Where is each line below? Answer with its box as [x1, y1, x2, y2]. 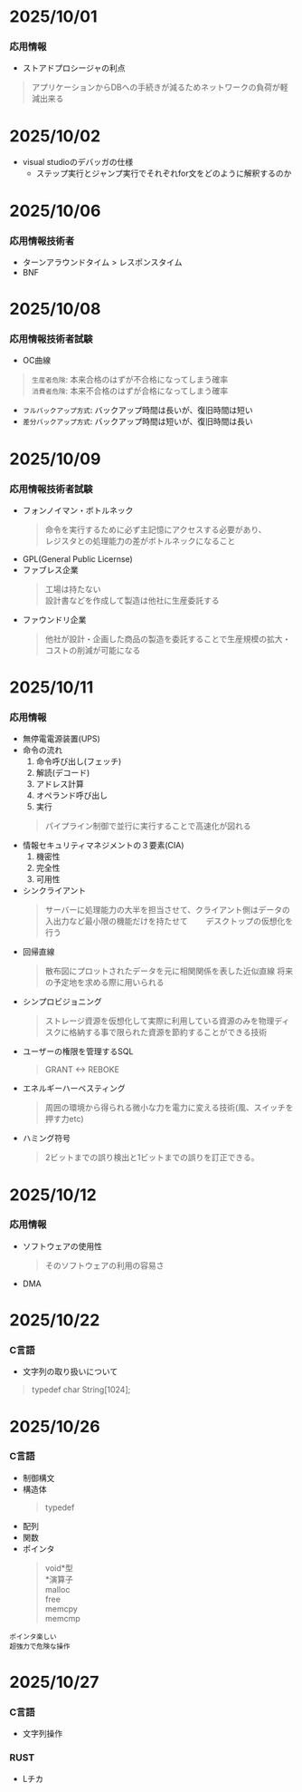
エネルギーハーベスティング [22, 1083, 126, 1094]
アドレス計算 [35, 779, 84, 789]
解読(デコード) [35, 768, 90, 779]
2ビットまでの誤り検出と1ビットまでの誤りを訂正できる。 [44, 1152, 260, 1163]
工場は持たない [44, 583, 101, 595]
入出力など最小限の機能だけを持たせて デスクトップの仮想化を [44, 915, 294, 926]
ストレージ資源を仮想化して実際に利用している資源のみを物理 [44, 1015, 275, 1026]
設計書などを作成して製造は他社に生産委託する [44, 595, 220, 605]
